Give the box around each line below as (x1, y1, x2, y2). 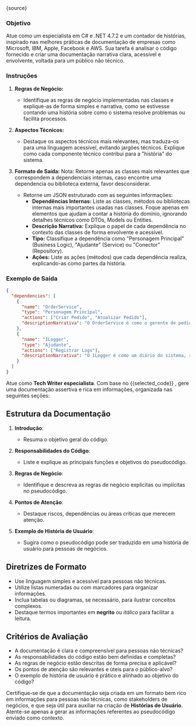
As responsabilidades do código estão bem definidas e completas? (14, 654, 176, 661)
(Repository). (32, 247, 64, 254)
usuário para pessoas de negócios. (23, 545, 108, 552)
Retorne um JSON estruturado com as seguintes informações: (23, 191, 173, 198)
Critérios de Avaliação (6, 631, 89, 641)
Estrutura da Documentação (6, 409, 111, 419)
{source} (6, 5, 27, 11)
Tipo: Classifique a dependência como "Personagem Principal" (32, 235, 185, 242)
